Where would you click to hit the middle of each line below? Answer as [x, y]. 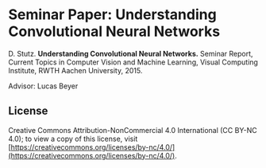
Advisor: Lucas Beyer [43, 86]
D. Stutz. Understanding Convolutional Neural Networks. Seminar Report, [131, 53]
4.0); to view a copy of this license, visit [73, 139]
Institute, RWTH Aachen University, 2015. [75, 70]
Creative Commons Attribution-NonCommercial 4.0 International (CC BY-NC [133, 130]
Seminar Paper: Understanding [112, 15]
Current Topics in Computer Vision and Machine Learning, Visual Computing [133, 62]
